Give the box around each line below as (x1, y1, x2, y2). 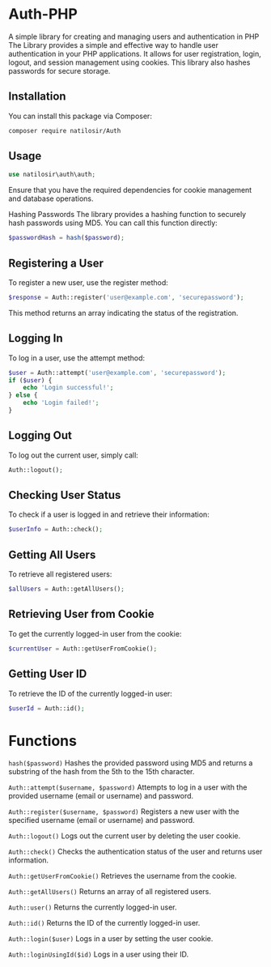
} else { (8, 391, 38, 399)
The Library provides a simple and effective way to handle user (8, 40, 218, 49)
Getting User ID (8, 667, 87, 681)
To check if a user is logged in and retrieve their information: (8, 509, 210, 519)
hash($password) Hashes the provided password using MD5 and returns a (8, 758, 253, 768)
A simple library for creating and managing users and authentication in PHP (8, 32, 260, 41)
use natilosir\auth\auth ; (8, 171, 95, 179)
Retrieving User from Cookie (8, 607, 155, 621)
